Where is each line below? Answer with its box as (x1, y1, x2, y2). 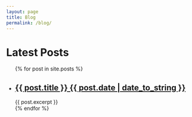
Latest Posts (6, 45, 69, 59)
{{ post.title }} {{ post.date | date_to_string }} (14, 82, 186, 93)
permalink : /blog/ (6, 20, 52, 26)
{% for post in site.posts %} (14, 65, 83, 72)
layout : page (6, 8, 39, 15)
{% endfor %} (14, 105, 49, 112)
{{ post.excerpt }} (14, 98, 58, 106)
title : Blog (6, 14, 36, 20)
